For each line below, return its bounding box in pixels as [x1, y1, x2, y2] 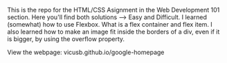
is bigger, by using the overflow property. [7, 35, 125, 43]
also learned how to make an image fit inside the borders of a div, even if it [7, 27, 220, 36]
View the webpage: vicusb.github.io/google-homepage [7, 48, 165, 56]
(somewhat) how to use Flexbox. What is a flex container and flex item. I [7, 21, 212, 28]
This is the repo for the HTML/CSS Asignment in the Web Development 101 [7, 6, 220, 14]
